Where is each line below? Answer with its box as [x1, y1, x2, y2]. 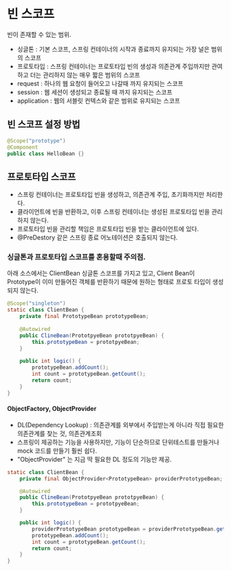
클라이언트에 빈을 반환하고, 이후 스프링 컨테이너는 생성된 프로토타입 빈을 [16, 208, 210, 216]
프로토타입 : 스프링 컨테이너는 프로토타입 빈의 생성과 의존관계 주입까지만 [16, 62, 210, 70]
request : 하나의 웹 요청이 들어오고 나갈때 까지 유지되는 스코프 [16, 79, 184, 87]
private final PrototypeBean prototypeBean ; [19, 313, 149, 320]
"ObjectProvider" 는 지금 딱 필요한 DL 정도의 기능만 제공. [16, 455, 172, 463]
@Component [7, 144, 38, 151]
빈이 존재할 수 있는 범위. [7, 30, 71, 39]
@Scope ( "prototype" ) [7, 137, 67, 144]
